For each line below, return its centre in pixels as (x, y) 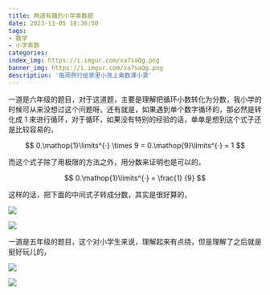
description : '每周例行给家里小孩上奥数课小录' (80, 75)
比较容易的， (36, 129)
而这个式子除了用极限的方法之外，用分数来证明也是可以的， (107, 162)
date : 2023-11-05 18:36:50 (53, 23)
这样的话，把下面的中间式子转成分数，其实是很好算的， (100, 194)
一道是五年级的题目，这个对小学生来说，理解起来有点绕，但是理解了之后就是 (135, 241)
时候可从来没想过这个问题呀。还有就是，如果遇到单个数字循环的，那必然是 (131, 109)
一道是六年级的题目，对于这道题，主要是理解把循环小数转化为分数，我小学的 (135, 99)
